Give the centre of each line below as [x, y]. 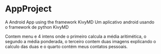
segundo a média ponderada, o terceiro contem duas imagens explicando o [80, 41]
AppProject [28, 9]
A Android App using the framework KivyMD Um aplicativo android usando [80, 22]
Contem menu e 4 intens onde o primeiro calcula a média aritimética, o [76, 36]
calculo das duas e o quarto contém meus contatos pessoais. [66, 46]
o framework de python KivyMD [37, 27]
